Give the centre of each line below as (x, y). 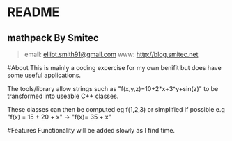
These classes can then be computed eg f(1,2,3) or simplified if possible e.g (116, 109)
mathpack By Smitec (53, 38)
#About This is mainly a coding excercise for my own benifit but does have (114, 68)
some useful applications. (44, 75)
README (33, 12)
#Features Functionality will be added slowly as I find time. (91, 130)
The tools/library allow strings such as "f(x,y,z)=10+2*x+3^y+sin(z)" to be (113, 89)
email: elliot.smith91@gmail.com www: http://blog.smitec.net (111, 54)
